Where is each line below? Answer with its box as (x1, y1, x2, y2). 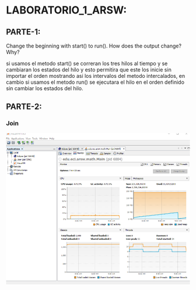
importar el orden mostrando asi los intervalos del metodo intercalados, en (6, 73, 185, 79)
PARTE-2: (6, 102, 42, 112)
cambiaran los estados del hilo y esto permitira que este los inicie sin (6, 66, 172, 73)
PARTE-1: (6, 27, 41, 37)
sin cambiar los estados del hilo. (6, 85, 83, 91)
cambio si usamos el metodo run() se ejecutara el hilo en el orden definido (6, 79, 185, 86)
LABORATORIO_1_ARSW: (6, 4, 127, 17)
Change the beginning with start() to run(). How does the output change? (6, 42, 182, 49)
